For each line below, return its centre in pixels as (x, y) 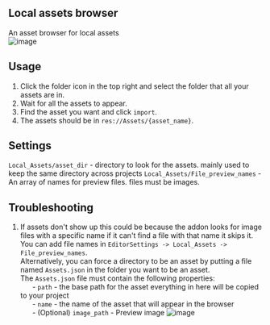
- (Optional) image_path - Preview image (98, 313)
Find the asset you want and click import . (88, 111)
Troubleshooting (51, 208)
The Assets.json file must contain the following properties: (117, 278)
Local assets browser (63, 13)
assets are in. (42, 94)
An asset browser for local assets (64, 32)
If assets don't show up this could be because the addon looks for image (141, 227)
